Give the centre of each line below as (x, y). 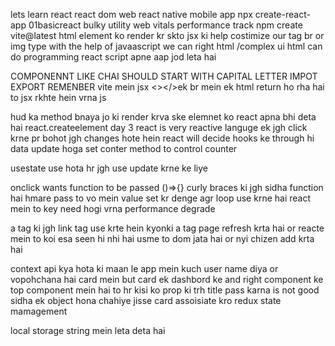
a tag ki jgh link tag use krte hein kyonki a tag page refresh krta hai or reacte (167, 228)
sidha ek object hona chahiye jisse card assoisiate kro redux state (146, 300)
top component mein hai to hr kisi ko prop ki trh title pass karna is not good (165, 290)
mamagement (39, 311)
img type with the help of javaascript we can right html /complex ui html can (166, 46)
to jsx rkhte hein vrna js (58, 97)
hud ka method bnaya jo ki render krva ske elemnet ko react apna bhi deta (163, 117)
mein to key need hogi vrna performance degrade (113, 208)
